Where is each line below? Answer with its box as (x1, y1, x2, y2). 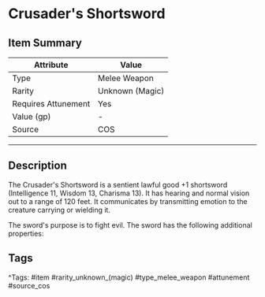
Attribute (34, 60, 69, 70)
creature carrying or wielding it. (8, 205, 110, 214)
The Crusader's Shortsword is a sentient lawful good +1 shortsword (8, 180, 228, 189)
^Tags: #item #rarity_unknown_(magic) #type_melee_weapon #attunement (8, 273, 250, 282)
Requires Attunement (12, 98, 91, 109)
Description (8, 159, 67, 173)
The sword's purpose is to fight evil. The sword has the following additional (8, 220, 252, 229)
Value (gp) (12, 111, 51, 122)
